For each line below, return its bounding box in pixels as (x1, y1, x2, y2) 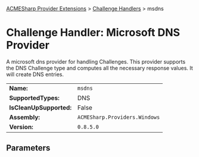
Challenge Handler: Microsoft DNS (6, 26, 181, 39)
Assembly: (9, 113, 41, 121)
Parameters (6, 143, 51, 153)
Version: (9, 123, 34, 131)
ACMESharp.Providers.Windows (77, 114, 160, 121)
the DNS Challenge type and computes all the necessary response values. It (6, 64, 194, 71)
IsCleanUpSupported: (9, 103, 72, 112)
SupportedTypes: (9, 93, 60, 102)
